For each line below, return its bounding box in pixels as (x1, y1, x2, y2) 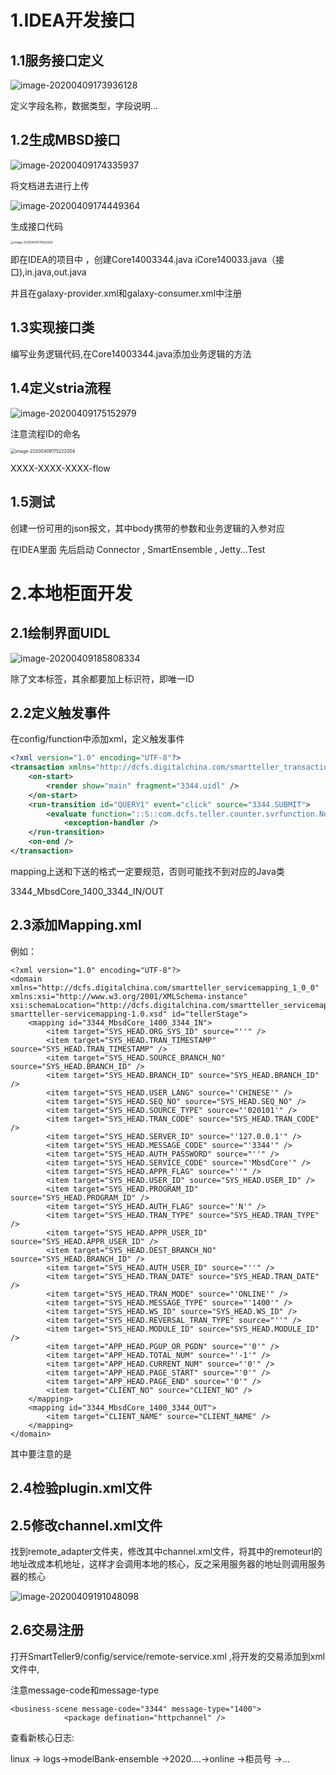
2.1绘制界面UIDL (10, 625, 111, 642)
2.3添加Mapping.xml (10, 917, 142, 934)
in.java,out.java (24, 266, 87, 278)
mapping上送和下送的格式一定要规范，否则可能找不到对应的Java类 (10, 865, 285, 877)
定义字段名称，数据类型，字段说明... (10, 100, 159, 111)
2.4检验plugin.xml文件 (10, 1480, 153, 1497)
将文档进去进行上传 (10, 179, 90, 191)
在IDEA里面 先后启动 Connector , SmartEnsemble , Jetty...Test (10, 543, 266, 555)
